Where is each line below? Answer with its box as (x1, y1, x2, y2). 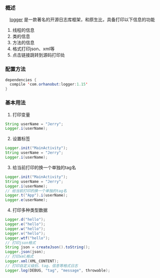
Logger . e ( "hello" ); (5, 222, 46, 227)
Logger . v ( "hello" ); (5, 231, 46, 236)
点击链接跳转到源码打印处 (12, 52, 65, 58)
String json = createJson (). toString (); (5, 245, 91, 250)
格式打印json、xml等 (12, 46, 55, 52)
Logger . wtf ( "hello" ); (5, 235, 50, 241)
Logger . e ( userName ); (5, 197, 48, 202)
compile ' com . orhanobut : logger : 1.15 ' (9, 82, 88, 87)
